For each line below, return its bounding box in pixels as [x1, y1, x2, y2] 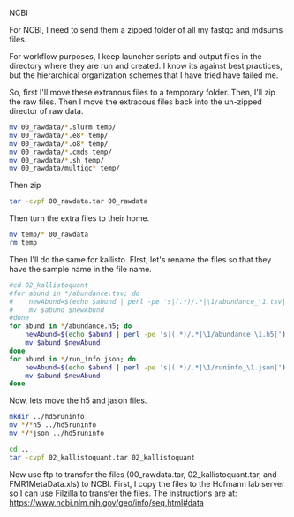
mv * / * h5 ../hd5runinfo [9, 421, 97, 430]
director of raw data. [9, 106, 84, 116]
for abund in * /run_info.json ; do [9, 354, 137, 363]
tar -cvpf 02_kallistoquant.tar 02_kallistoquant [9, 452, 196, 462]
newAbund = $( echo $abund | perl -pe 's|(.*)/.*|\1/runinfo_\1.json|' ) [25, 362, 287, 372]
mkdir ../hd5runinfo [9, 413, 86, 422]
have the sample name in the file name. [9, 263, 152, 274]
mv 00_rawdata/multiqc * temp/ [9, 163, 121, 173]
